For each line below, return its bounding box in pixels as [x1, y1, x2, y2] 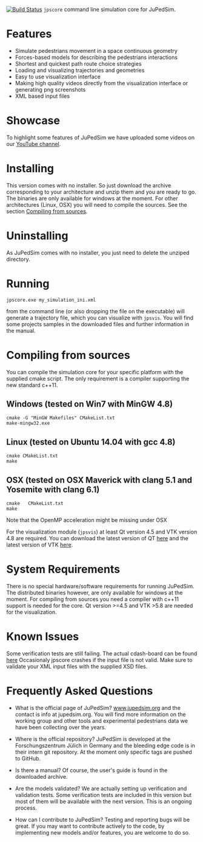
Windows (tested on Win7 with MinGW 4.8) [6, 399, 173, 409]
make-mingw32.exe [6, 420, 50, 426]
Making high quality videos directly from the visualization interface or [15, 79, 188, 86]
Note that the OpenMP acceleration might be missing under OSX [6, 517, 168, 524]
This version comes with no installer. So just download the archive [6, 181, 171, 189]
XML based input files [15, 92, 70, 100]
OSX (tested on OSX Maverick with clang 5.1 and [6, 475, 193, 485]
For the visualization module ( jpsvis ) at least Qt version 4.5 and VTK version [6, 528, 198, 535]
